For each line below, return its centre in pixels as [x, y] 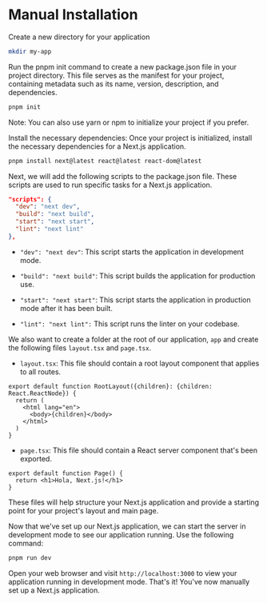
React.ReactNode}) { [43, 393]
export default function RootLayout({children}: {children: [111, 386]
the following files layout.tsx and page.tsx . [80, 347]
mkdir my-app [30, 51]
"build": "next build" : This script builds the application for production [137, 276]
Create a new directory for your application [79, 37]
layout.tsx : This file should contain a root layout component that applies [139, 363]
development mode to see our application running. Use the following [121, 534]
